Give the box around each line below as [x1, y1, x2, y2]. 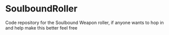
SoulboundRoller [5, 3, 78, 14]
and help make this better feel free [5, 24, 78, 30]
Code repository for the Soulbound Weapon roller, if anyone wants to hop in [5, 19, 164, 25]
